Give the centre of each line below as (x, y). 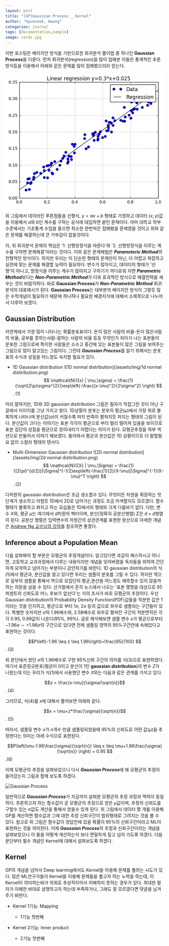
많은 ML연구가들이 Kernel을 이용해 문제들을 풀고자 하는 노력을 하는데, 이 (83, 876)
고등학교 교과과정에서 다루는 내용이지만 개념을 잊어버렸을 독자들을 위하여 (83, 562)
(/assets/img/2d (29, 458)
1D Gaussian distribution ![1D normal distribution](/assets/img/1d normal (87, 367)
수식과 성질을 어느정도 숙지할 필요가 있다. (55, 357)
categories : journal (27, 27)
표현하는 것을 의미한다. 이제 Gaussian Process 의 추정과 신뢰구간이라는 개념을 (83, 829)
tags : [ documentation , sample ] (37, 32)
